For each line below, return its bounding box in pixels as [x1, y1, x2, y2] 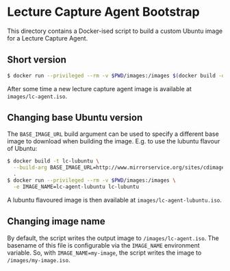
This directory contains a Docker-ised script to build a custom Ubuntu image [7, 27, 223, 35]
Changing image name [7, 215, 105, 227]
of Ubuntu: [7, 145, 38, 153]
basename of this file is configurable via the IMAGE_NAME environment [7, 241, 200, 249]
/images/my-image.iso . [7, 255, 71, 264]
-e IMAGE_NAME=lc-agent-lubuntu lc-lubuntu [13, 183, 139, 190]
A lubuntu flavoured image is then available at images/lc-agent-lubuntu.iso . [7, 196, 222, 204]
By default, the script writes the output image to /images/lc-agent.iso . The [7, 234, 219, 242]
